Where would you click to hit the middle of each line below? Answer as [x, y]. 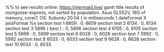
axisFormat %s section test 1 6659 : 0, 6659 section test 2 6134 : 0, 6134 [81, 23]
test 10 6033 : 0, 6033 [28, 44]
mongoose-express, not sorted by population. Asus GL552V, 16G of [75, 12]
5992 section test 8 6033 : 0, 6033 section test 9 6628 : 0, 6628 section [80, 39]
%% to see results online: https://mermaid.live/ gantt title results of [75, 7]
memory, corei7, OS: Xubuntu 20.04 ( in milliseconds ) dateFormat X [76, 18]
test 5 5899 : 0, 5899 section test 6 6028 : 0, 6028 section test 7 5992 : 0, [82, 34]
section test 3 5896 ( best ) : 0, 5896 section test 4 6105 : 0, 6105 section [81, 28]
